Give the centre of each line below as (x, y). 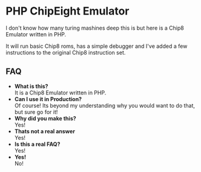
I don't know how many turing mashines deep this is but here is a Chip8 (95, 28)
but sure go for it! (36, 112)
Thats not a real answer (44, 131)
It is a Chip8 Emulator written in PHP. (60, 93)
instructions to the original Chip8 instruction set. (66, 52)
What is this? (31, 86)
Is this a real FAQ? (37, 144)
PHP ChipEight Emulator (68, 11)
